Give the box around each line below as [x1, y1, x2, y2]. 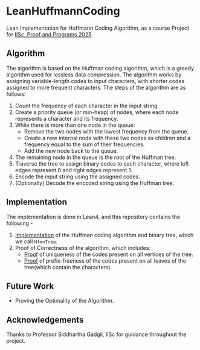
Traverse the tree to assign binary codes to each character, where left [15, 160, 189, 167]
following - [6, 220, 33, 227]
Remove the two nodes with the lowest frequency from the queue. [24, 127, 189, 135]
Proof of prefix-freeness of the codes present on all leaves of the [24, 257, 186, 264]
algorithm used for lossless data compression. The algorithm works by [6, 71, 182, 78]
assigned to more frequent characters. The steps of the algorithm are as [6, 84, 186, 91]
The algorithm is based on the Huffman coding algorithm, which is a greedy [6, 64, 195, 72]
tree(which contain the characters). [24, 263, 112, 271]
